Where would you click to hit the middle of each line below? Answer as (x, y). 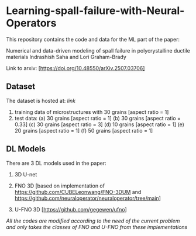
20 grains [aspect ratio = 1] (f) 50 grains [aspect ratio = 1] (84, 130)
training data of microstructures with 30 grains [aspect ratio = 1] (92, 112)
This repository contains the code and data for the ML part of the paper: (93, 39)
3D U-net (26, 174)
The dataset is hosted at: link (41, 100)
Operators (31, 23)
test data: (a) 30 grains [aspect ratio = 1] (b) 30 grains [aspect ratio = (98, 118)
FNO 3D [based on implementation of (60, 186)
